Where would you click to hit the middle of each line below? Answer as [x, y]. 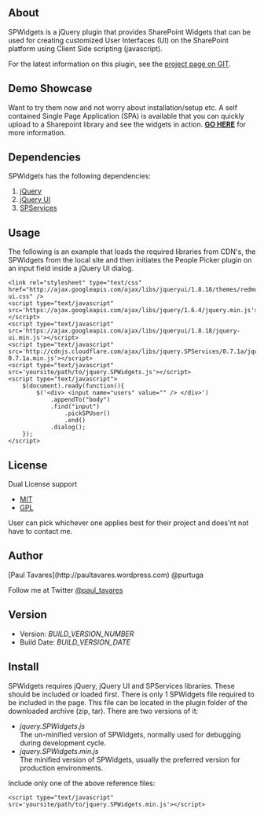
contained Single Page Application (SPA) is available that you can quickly [126, 116]
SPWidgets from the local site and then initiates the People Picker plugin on [130, 260]
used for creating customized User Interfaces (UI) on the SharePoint [119, 40]
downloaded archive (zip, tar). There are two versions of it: [103, 711]
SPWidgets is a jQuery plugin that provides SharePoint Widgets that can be [130, 31]
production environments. [61, 768]
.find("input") [75, 407]
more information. [37, 132]
